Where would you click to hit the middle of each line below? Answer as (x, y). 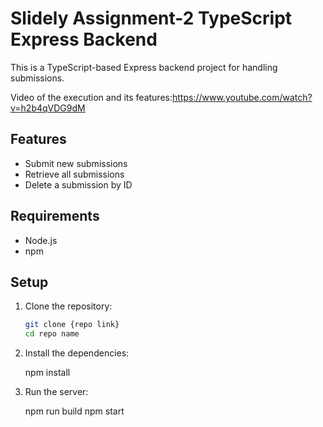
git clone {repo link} (72, 325)
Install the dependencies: (77, 353)
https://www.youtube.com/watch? (242, 97)
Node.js (41, 240)
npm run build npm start (74, 411)
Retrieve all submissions (74, 174)
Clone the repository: (68, 306)
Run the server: (56, 392)
